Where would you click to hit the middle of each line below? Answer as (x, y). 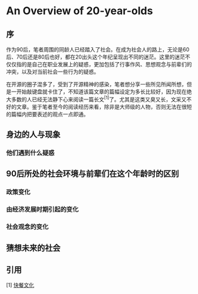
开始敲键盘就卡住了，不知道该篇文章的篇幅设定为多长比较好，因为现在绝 (104, 92)
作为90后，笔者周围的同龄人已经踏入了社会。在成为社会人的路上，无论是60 (98, 49)
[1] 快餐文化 (20, 285)
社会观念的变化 (27, 227)
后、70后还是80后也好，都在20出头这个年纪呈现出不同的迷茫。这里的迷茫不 (98, 57)
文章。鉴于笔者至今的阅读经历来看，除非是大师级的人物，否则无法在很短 (104, 106)
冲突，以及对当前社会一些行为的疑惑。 (52, 72)
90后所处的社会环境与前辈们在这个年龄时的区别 (93, 174)
